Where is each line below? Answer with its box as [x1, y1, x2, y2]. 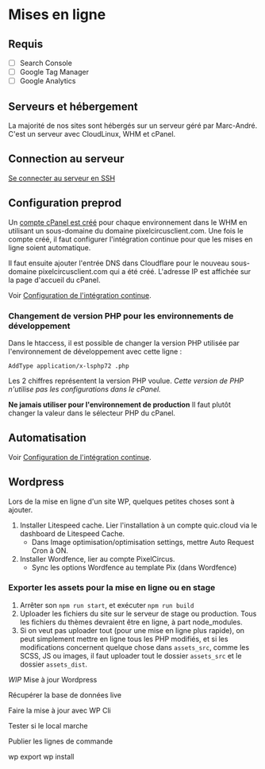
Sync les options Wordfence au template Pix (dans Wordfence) [31, 562, 237, 572]
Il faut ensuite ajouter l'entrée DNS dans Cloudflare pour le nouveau [8, 258, 230, 268]
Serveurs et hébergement [8, 99, 138, 113]
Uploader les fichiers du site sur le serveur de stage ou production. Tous [19, 609, 257, 618]
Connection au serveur [8, 153, 125, 166]
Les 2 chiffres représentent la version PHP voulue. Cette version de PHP [8, 376, 244, 385]
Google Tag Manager [19, 68, 90, 77]
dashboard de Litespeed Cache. [19, 528, 125, 538]
